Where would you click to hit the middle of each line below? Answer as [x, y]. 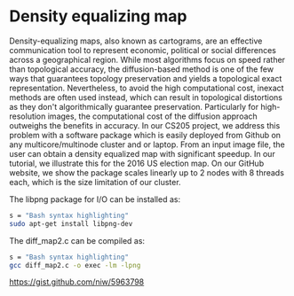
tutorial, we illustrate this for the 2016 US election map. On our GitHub [137, 163]
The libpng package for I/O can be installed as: [95, 199]
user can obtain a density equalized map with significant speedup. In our [142, 153]
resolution [28, 116]
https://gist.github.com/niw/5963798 [77, 282]
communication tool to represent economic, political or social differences [143, 50]
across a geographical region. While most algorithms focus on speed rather [147, 59]
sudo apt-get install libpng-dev [71, 223]
